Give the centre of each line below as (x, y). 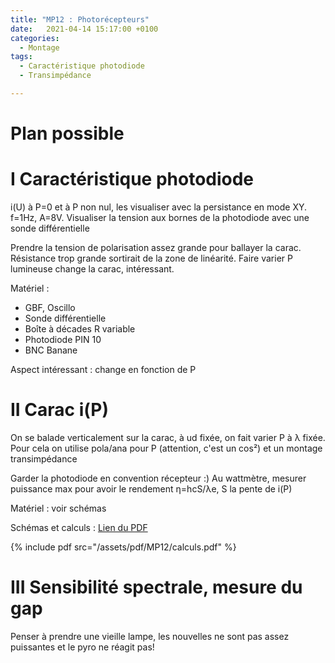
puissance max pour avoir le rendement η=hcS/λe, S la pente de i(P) (151, 488)
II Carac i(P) (60, 410)
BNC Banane (51, 350)
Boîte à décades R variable (80, 329)
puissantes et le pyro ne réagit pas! (82, 647)
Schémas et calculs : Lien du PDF (79, 527)
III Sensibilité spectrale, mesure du (156, 587)
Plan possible (67, 133)
